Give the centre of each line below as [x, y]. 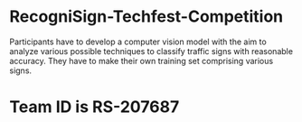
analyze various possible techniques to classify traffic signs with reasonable [151, 51]
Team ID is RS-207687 [94, 107]
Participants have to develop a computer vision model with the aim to [138, 42]
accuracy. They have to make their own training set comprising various [142, 61]
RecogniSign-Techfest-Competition [146, 17]
